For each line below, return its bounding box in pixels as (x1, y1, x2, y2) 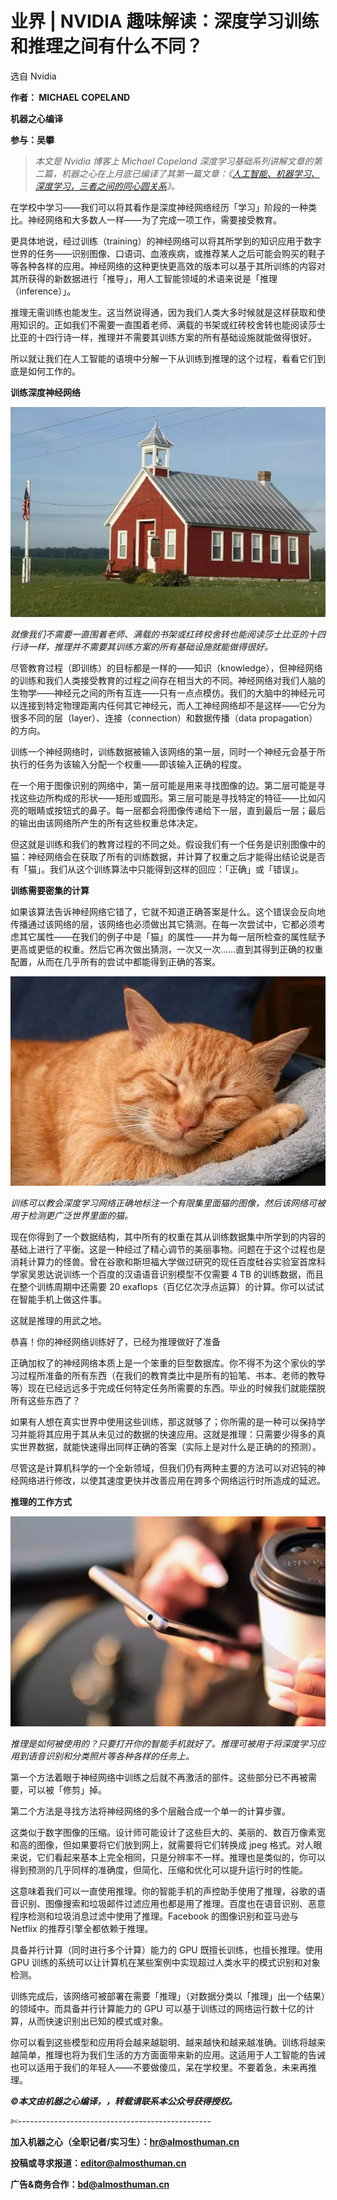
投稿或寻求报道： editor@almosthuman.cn (10, 2157, 187, 2169)
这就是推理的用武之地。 (10, 1315, 107, 1327)
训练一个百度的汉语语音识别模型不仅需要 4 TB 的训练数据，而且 (62, 1268, 325, 1281)
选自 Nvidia (10, 70, 57, 82)
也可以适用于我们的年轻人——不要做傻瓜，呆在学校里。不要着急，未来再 (10, 2062, 308, 2074)
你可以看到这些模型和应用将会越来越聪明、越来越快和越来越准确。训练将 (10, 2037, 308, 2049)
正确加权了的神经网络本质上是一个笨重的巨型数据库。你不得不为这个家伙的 (10, 1357, 317, 1369)
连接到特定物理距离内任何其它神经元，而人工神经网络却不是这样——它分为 (18, 699, 326, 711)
